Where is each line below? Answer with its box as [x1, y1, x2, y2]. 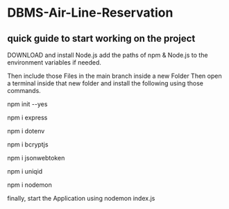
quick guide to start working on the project [7, 33, 196, 44]
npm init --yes [7, 100, 48, 108]
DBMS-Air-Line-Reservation [7, 5, 173, 21]
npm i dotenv [7, 127, 45, 135]
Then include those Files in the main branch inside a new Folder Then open [7, 72, 222, 80]
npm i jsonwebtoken [7, 154, 65, 162]
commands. [7, 87, 42, 94]
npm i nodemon [7, 181, 52, 189]
